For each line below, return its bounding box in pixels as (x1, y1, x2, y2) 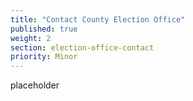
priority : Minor (10, 52, 78, 62)
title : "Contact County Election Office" (10, 14, 186, 25)
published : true (10, 24, 78, 34)
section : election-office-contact (10, 42, 155, 53)
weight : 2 (10, 33, 52, 43)
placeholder (10, 79, 60, 91)
